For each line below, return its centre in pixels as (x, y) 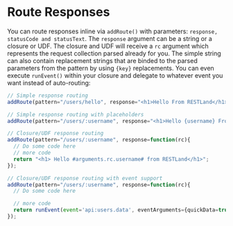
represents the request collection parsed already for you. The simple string (114, 53)
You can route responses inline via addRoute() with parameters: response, (113, 31)
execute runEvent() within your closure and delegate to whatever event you (115, 75)
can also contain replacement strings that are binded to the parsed (102, 60)
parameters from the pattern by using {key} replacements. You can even (111, 68)
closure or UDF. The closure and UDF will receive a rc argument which (108, 46)
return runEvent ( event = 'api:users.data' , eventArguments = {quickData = (116, 210)
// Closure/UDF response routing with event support (85, 178)
